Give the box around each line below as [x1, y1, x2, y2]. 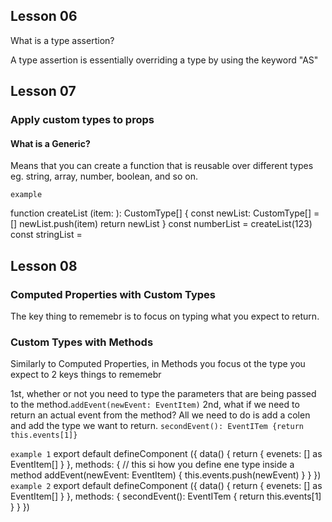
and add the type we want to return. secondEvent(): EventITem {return [10, 420, 305, 432]
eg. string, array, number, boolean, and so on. [10, 170, 198, 183]
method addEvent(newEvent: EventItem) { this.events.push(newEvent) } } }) [10, 469, 322, 481]
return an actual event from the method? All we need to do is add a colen [10, 409, 311, 421]
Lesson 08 [10, 257, 78, 274]
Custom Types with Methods [10, 335, 154, 349]
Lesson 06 [10, 8, 78, 25]
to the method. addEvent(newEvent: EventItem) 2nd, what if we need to [10, 399, 300, 411]
